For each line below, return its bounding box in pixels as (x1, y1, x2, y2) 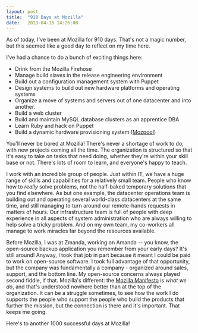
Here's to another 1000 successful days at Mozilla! (6, 320, 130, 327)
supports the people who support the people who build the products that (6, 296, 185, 303)
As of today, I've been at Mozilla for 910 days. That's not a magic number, (6, 36, 186, 43)
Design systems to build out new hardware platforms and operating (14, 84, 180, 92)
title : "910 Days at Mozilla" (6, 14, 84, 20)
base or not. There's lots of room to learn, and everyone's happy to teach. (6, 159, 187, 166)
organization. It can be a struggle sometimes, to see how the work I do (6, 290, 179, 297)
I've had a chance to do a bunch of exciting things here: (6, 54, 143, 61)
